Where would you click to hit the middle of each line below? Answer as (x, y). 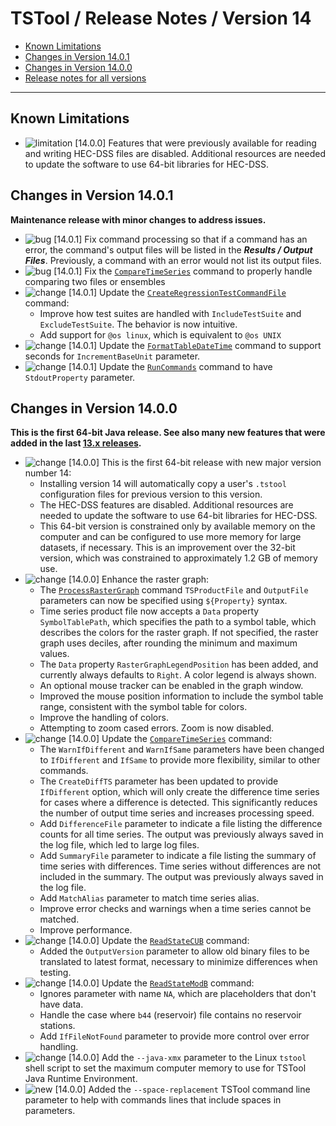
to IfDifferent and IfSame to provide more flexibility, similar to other (180, 760)
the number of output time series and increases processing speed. (177, 813)
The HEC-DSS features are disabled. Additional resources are (166, 505)
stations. (57, 1026)
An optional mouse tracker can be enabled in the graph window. (171, 686)
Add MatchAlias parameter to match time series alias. (149, 898)
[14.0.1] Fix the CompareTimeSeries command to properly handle (183, 271)
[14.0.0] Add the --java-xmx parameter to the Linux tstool (187, 1058)
